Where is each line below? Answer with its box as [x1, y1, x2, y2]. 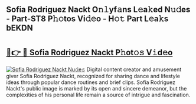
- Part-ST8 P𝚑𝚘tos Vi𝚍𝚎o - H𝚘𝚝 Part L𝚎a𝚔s [6, 14, 169, 24]
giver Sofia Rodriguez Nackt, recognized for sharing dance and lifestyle [6, 73, 180, 79]
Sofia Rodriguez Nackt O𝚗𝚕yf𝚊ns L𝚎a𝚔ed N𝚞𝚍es [6, 5, 191, 15]
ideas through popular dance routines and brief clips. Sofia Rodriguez [6, 79, 176, 86]
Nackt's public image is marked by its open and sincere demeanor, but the [6, 85, 187, 92]
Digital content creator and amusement [86, 66, 182, 73]
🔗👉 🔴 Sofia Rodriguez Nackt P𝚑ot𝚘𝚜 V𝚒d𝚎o [6, 47, 173, 58]
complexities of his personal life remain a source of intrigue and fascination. [6, 91, 191, 98]
